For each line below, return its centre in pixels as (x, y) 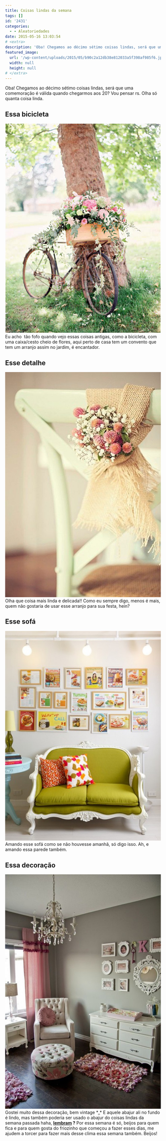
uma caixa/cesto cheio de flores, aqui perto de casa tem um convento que (81, 342)
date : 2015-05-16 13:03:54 (33, 37)
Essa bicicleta (27, 114)
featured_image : (22, 52)
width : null (22, 63)
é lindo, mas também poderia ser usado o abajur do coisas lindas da (75, 1117)
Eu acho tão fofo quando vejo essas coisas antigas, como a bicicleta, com (81, 337)
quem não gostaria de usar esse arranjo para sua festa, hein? (67, 606)
